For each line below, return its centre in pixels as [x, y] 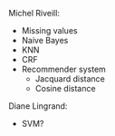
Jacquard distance [70, 79]
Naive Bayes [45, 40]
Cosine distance [65, 88]
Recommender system [63, 69]
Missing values [49, 30]
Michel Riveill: [34, 13]
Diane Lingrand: [38, 106]
